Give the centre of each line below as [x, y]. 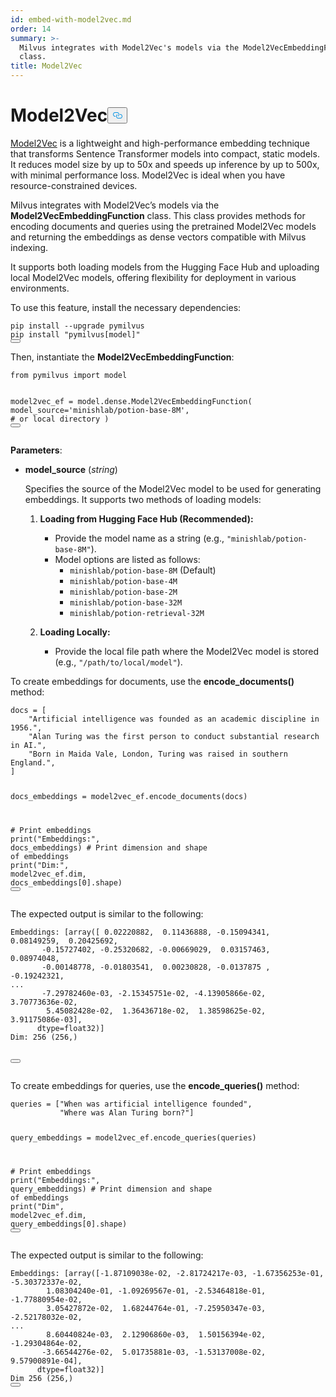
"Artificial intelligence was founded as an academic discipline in [174, 719]
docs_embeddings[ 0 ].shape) [66, 882]
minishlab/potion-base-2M [123, 592]
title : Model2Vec [46, 66]
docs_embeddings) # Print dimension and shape [109, 847]
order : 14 [31, 29]
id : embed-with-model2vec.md [71, 19]
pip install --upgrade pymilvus [77, 326]
